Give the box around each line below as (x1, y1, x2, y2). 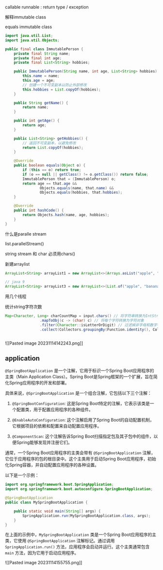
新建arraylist (5, 261, 30, 267)
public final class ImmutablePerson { (5, 46, 83, 52)
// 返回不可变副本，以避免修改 (22, 141, 76, 146)
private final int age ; (14, 55, 62, 60)
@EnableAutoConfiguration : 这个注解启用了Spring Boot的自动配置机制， (12, 417, 154, 423)
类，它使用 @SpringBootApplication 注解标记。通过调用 (5, 538, 115, 544)
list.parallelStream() (5, 240, 45, 246)
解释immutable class (5, 14, 46, 20)
